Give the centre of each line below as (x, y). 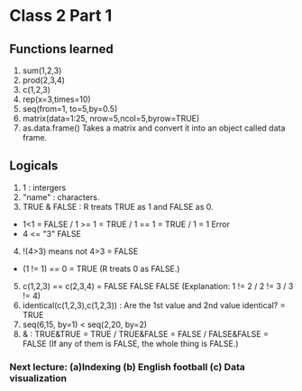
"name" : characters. (61, 197)
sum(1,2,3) (42, 70)
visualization (38, 377)
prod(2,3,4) (44, 80)
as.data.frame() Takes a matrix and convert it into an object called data (154, 128)
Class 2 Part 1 (61, 16)
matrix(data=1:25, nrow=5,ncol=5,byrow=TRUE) (111, 118)
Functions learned (62, 49)
